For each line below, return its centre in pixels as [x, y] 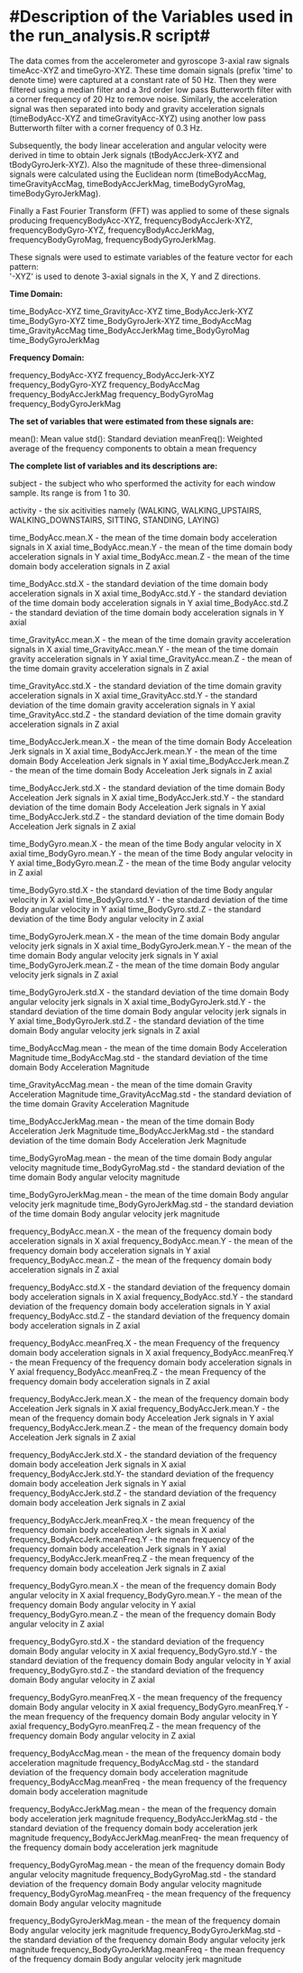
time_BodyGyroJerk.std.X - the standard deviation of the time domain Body [149, 992]
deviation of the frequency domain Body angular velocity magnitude [136, 1884]
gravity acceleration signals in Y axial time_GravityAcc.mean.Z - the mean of [151, 658]
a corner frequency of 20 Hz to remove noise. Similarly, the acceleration [143, 99]
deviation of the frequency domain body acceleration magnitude [129, 1772]
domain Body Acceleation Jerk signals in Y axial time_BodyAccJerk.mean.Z [150, 761]
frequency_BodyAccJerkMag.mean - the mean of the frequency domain [143, 1809]
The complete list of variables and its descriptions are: [114, 466]
